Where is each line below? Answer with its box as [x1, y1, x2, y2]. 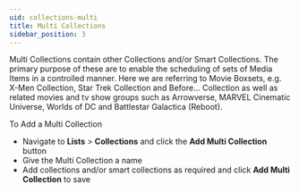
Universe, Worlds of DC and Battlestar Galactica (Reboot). [9, 102, 223, 113]
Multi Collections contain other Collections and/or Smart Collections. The [9, 54, 279, 65]
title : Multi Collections [9, 21, 106, 30]
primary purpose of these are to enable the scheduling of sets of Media [9, 63, 273, 74]
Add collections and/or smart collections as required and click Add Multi [21, 164, 291, 175]
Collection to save [21, 174, 91, 185]
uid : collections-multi [9, 13, 98, 22]
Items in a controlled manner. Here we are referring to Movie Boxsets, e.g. [9, 73, 282, 84]
